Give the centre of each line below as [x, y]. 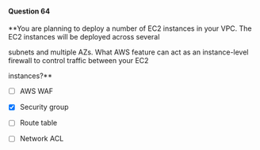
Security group [44, 107]
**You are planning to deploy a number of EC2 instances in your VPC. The [130, 28]
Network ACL [42, 139]
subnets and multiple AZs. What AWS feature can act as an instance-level [128, 52]
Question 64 [29, 11]
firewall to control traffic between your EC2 [78, 61]
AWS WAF [36, 92]
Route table [38, 123]
